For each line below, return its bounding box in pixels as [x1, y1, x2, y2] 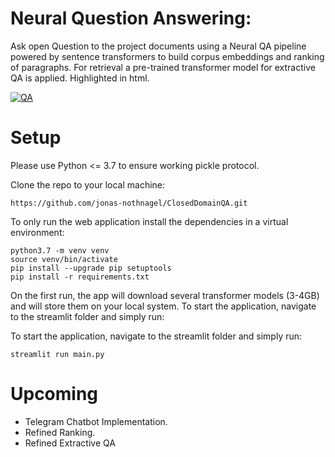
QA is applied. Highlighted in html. [10, 72, 150, 84]
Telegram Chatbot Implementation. [24, 415, 168, 427]
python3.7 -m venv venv [10, 245, 110, 256]
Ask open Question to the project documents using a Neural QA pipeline [10, 40, 307, 52]
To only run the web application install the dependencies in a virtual [10, 215, 289, 227]
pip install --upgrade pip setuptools [10, 263, 172, 273]
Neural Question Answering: [10, 7, 252, 30]
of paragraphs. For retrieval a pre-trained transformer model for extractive [10, 61, 316, 73]
